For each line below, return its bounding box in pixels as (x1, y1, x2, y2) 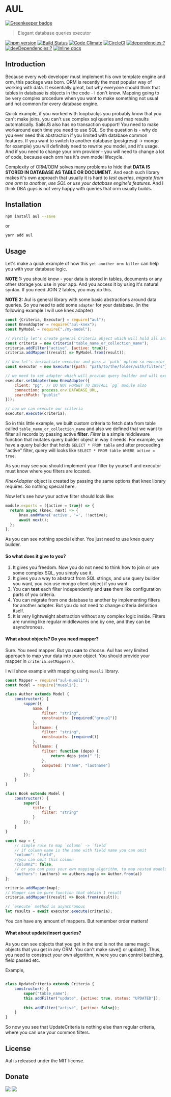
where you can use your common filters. (5, 1029, 90, 1036)
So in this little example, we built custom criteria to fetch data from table (5, 420, 156, 426)
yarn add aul (5, 233, 33, 238)
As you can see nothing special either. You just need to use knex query (5, 536, 154, 542)
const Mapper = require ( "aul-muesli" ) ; (5, 678, 90, 683)
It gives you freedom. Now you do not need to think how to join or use (12, 564, 159, 570)
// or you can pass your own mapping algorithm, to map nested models (14, 867, 167, 872)
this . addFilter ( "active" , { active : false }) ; (23, 1005, 120, 1010)
